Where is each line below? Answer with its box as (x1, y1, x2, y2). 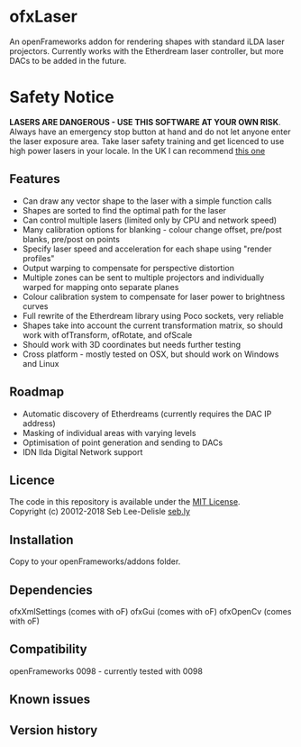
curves (22, 300, 49, 312)
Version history (9, 723, 98, 738)
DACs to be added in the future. (9, 55, 127, 66)
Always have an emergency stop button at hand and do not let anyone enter (9, 126, 291, 137)
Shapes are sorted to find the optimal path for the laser (22, 205, 227, 215)
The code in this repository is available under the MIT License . (9, 496, 241, 507)
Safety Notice (9, 87, 114, 107)
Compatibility (9, 642, 87, 657)
